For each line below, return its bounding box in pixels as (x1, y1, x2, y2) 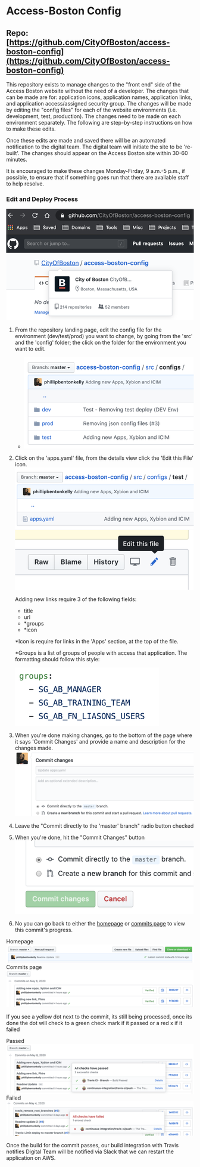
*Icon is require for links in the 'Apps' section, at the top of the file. (14, 638, 179, 645)
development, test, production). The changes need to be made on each (6, 113, 182, 120)
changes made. (14, 744, 54, 752)
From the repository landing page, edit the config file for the (14, 326, 162, 333)
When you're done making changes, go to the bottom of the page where (14, 732, 192, 739)
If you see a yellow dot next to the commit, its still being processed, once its (6, 1013, 192, 1020)
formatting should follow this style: (14, 656, 100, 663)
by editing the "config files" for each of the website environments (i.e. (6, 106, 177, 113)
